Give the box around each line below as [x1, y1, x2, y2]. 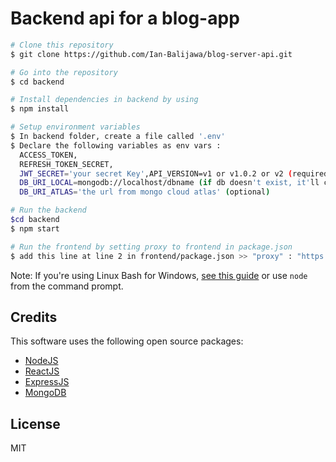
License [10, 415, 61, 432]
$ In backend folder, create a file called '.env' [10, 132, 226, 142]
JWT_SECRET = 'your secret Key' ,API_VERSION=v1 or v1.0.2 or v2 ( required [19, 168, 329, 179]
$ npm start [10, 223, 60, 234]
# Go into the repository [10, 67, 118, 77]
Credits [10, 308, 58, 326]
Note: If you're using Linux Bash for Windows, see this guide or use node [10, 269, 308, 281]
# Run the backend [10, 205, 87, 216]
